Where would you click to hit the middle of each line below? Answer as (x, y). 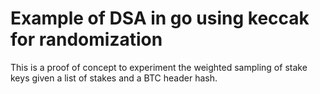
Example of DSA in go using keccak (160, 18)
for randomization (86, 39)
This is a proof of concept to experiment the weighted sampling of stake (159, 67)
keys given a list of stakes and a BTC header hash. (114, 78)
